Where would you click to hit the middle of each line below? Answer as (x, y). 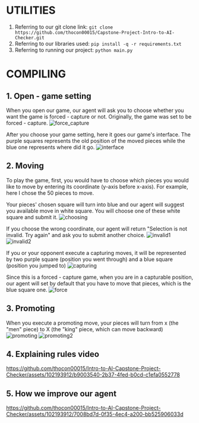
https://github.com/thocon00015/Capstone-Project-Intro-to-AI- (95, 32)
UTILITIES (31, 10)
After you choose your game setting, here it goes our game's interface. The (99, 134)
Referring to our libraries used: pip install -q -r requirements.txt (98, 43)
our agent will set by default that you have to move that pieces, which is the (99, 283)
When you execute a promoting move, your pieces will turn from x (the (92, 323)
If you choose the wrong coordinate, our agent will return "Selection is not (97, 228)
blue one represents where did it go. (50, 147)
